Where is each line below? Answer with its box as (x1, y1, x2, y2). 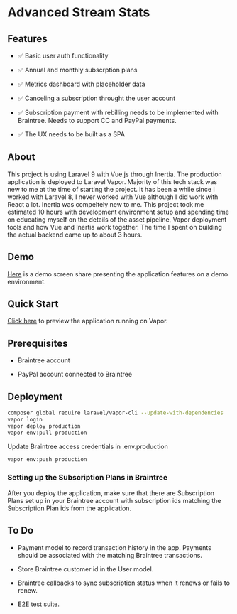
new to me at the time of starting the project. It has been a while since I (7, 185, 215, 193)
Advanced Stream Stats (7, 4, 150, 21)
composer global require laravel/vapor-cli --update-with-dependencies (7, 409, 224, 416)
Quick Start (7, 298, 59, 310)
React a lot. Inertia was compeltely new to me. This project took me (7, 200, 204, 208)
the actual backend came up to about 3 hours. (7, 230, 143, 239)
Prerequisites (7, 337, 68, 349)
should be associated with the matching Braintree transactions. (17, 551, 202, 559)
